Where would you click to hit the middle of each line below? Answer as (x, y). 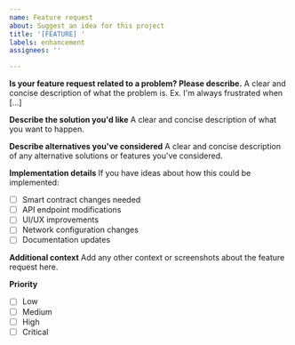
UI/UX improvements (60, 220)
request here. (34, 267)
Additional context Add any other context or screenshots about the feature (147, 258)
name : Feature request (51, 17)
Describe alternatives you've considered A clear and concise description (145, 147)
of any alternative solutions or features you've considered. (116, 156)
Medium (37, 311)
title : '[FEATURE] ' (48, 34)
